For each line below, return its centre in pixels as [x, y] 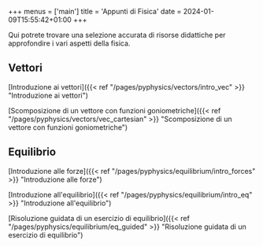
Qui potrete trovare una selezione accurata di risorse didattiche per [117, 35]
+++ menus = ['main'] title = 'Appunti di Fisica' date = [95, 11]
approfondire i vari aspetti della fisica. [69, 43]
